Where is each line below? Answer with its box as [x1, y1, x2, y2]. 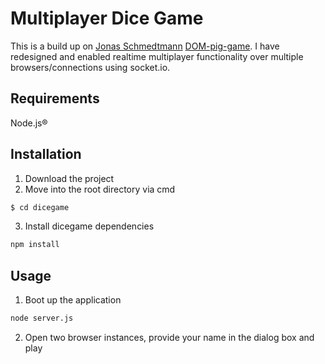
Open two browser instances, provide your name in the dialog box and [24, 332, 315, 343]
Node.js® [10, 117, 48, 129]
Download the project [24, 172, 115, 184]
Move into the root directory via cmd [24, 183, 176, 195]
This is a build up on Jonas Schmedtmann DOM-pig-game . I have [10, 40, 280, 52]
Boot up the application [24, 294, 122, 306]
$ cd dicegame [10, 202, 70, 212]
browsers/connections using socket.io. [10, 61, 171, 73]
